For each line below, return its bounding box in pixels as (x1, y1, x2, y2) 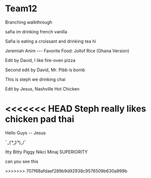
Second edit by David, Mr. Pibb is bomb (5, 67, 85, 73)
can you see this (5, 158, 38, 164)
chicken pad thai (5, 114, 75, 125)
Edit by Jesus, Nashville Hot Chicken (5, 86, 80, 91)
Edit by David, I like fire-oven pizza (5, 57, 76, 63)
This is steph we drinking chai (5, 76, 65, 82)
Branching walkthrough (5, 19, 53, 25)
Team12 (5, 3, 37, 14)
